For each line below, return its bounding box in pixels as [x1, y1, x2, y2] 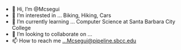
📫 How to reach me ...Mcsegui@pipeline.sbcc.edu [11, 37, 136, 44]
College [11, 24, 31, 31]
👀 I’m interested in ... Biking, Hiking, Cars [11, 12, 112, 19]
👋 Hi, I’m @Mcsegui [11, 6, 60, 12]
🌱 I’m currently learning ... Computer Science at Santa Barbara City [11, 18, 176, 25]
